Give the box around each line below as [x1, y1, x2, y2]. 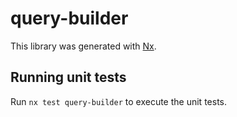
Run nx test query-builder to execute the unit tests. [10, 95, 227, 107]
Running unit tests [10, 69, 127, 86]
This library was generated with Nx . [10, 40, 157, 52]
